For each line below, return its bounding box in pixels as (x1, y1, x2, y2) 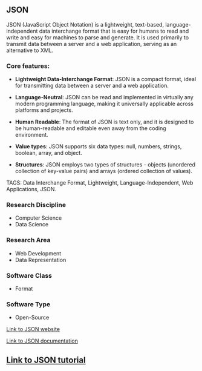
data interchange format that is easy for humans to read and (39, 27, 189, 34)
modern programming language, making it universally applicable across (15, 100, 194, 108)
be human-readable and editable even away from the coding (15, 125, 166, 132)
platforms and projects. (15, 107, 74, 114)
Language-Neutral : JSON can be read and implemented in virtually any (15, 94, 194, 101)
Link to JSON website (6, 326, 60, 333)
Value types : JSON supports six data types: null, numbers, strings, (15, 143, 182, 150)
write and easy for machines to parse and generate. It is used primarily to (6, 33, 189, 41)
